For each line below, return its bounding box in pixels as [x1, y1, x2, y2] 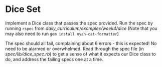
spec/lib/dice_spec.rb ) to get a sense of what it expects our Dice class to [5, 51, 156, 57]
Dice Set [5, 3, 41, 15]
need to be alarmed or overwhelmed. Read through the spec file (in [5, 45, 144, 51]
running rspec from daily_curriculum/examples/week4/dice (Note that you [5, 25, 157, 31]
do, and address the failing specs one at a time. [5, 56, 104, 62]
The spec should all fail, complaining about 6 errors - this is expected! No [5, 40, 157, 46]
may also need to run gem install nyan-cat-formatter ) [5, 30, 119, 36]
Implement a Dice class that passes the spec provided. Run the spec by [5, 20, 153, 26]
